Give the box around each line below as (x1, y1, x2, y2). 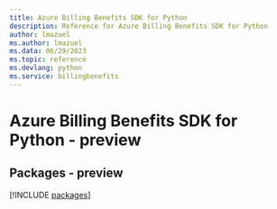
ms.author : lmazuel (9, 38, 83, 48)
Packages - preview (9, 166, 124, 181)
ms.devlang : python (9, 64, 83, 73)
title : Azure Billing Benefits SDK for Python (9, 13, 188, 23)
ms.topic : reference (9, 55, 88, 64)
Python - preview (9, 130, 142, 150)
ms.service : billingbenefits (9, 72, 119, 81)
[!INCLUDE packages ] (9, 189, 91, 200)
